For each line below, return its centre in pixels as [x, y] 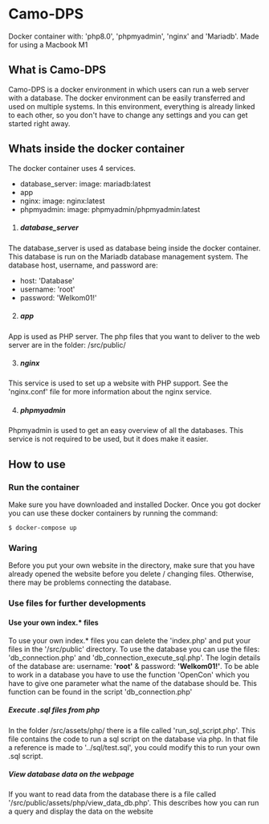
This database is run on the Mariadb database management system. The [128, 256]
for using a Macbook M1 [48, 44]
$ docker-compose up [43, 528]
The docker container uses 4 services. [72, 168]
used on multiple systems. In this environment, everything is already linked [132, 106]
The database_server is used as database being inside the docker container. [134, 248]
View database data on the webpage [71, 774]
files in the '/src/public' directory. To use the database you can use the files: [134, 649]
